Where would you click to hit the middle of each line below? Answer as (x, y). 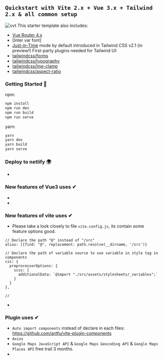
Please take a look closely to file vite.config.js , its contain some (78, 226)
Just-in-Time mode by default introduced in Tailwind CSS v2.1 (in (77, 45)
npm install (17, 104)
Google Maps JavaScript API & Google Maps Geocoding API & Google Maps (85, 344)
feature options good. (34, 231)
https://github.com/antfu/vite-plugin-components (62, 333)
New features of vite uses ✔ (39, 215)
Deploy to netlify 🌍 (28, 162)
